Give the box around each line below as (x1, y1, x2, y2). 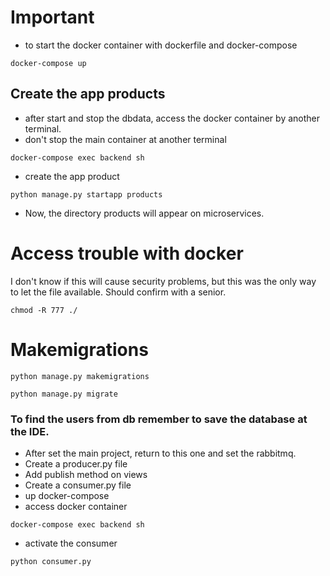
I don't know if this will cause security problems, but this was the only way (10, 275, 317, 287)
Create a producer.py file (24, 457, 128, 470)
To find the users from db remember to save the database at (10, 412, 308, 426)
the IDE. (10, 424, 50, 438)
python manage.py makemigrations (10, 371, 150, 381)
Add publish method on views (24, 468, 148, 480)
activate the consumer (24, 537, 118, 549)
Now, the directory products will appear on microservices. (24, 207, 265, 219)
